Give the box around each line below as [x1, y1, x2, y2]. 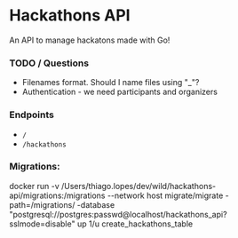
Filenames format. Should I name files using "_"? [21, 77, 200, 88]
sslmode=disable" [9, 218, 75, 229]
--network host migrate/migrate [107, 190, 224, 201]
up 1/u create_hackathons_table [76, 218, 194, 229]
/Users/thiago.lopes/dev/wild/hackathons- [60, 180, 216, 191]
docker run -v [9, 180, 59, 191]
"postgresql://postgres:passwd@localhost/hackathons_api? [9, 209, 228, 219]
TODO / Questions [9, 57, 90, 69]
